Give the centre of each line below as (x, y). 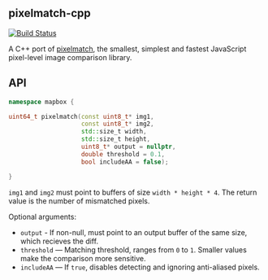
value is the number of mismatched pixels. (79, 201)
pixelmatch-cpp (50, 13)
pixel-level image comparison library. (70, 57)
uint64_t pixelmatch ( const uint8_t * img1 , (81, 116)
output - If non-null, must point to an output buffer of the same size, (134, 232)
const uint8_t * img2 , (117, 124)
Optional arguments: (43, 217)
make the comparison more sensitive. (83, 258)
